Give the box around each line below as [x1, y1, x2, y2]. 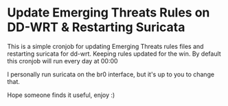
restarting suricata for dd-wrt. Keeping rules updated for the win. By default [7, 50, 221, 58]
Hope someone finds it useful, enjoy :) [7, 91, 115, 99]
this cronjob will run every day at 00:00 [7, 56, 118, 65]
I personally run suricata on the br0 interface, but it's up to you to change [7, 70, 215, 78]
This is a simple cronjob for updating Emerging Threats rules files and [7, 42, 204, 50]
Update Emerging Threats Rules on [7, 5, 210, 21]
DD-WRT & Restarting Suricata [7, 19, 185, 35]
